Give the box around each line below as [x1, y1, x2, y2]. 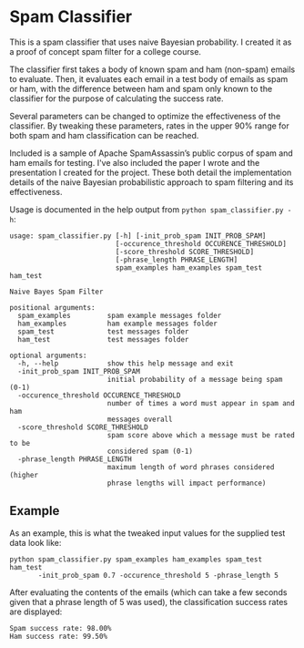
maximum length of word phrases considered [106, 462, 275, 471]
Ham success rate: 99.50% [9, 632, 107, 641]
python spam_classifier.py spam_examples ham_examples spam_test [9, 554, 262, 564]
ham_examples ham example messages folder [17, 319, 218, 328]
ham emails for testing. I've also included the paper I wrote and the [9, 157, 260, 168]
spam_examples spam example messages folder [17, 311, 222, 320]
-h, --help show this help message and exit [17, 358, 234, 368]
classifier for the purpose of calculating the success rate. [9, 93, 224, 104]
